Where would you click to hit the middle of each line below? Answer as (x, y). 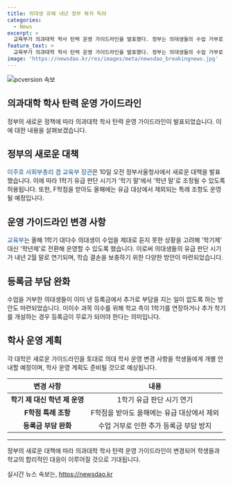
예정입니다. (29, 198)
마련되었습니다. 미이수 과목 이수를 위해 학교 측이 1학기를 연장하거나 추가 (116, 308)
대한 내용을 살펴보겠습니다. (51, 130)
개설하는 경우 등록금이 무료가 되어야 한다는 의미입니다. (87, 317)
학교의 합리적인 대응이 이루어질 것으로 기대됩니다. (74, 459)
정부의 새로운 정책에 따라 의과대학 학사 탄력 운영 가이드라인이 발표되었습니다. (111, 121)
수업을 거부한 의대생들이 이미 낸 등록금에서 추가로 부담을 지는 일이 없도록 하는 (112, 299)
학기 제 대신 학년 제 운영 (48, 400)
